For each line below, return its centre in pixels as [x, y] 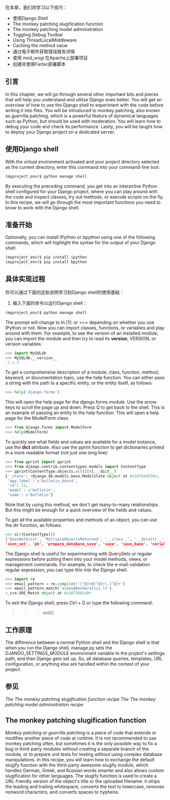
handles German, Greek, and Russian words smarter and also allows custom [85, 770]
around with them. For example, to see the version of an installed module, [82, 333]
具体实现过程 [25, 279]
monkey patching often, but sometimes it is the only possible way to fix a [81, 743]
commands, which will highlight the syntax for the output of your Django [80, 243]
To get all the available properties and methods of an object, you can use [81, 520]
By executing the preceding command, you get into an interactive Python [81, 186]
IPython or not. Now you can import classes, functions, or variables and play [85, 328]
